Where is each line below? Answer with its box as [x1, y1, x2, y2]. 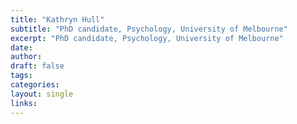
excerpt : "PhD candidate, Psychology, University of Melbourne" [10, 33, 284, 43]
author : [10, 52, 43, 62]
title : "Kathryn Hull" [10, 14, 105, 25]
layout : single [10, 89, 74, 99]
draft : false [10, 61, 65, 71]
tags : [10, 71, 33, 81]
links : [10, 98, 38, 108]
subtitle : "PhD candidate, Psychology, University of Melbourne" [10, 24, 288, 34]
